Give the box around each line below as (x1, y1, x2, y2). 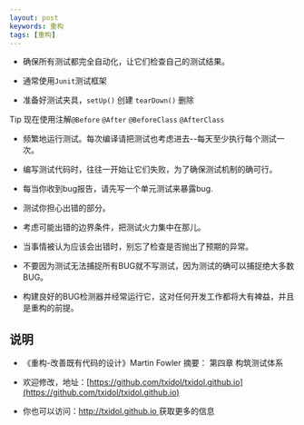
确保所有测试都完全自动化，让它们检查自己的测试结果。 (22, 56, 230, 67)
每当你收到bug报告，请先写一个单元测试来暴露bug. (22, 183, 213, 194)
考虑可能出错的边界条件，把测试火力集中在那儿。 (22, 222, 206, 232)
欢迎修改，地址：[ (22, 377, 90, 388)
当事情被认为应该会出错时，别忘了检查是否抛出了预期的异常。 (22, 242, 254, 252)
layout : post (9, 13, 59, 23)
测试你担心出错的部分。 (22, 203, 111, 213)
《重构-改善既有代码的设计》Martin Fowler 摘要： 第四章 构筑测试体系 (22, 358, 284, 369)
